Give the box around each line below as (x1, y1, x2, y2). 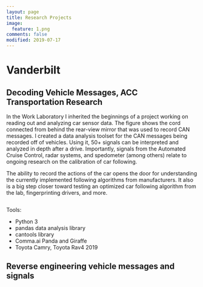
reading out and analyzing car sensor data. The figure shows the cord (6, 120, 181, 126)
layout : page (6, 8, 39, 15)
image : (6, 20, 23, 26)
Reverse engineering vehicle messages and (6, 262, 175, 272)
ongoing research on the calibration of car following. (6, 158, 138, 165)
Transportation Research (6, 96, 103, 107)
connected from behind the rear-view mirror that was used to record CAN (6, 126, 190, 133)
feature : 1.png (12, 25, 50, 32)
